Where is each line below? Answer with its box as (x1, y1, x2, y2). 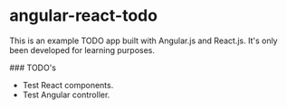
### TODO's (9, 62, 57, 73)
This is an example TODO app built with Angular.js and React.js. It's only (9, 35, 278, 46)
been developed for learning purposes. (9, 44, 156, 55)
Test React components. (22, 79, 114, 90)
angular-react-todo (9, 5, 158, 26)
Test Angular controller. (22, 89, 110, 100)
